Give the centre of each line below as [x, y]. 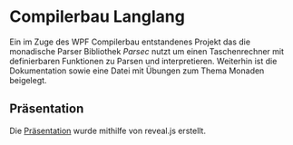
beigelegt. [28, 80]
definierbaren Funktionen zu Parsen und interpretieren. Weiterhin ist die [143, 61]
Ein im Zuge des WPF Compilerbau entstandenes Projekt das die [130, 42]
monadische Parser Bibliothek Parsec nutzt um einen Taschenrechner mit [146, 51]
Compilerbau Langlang [98, 17]
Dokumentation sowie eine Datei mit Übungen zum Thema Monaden [137, 71]
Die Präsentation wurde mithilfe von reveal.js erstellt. [108, 130]
